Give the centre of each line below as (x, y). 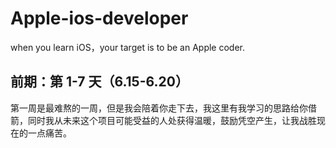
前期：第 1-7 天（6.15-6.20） (99, 82)
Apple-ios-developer (99, 18)
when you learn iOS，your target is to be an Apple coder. (128, 47)
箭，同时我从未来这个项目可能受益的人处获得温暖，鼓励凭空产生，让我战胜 (163, 120)
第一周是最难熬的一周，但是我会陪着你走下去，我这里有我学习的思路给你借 (163, 108)
